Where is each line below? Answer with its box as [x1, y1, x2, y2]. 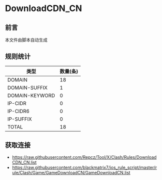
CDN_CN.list [12, 159, 37, 165]
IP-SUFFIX [7, 115, 32, 122]
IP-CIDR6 [7, 108, 30, 114]
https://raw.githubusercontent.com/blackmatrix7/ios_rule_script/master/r [12, 165, 157, 170]
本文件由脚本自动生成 [5, 37, 47, 42]
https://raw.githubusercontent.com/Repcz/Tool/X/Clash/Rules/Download [12, 154, 157, 160]
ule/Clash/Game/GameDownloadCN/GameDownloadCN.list [12, 169, 131, 175]
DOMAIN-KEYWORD [7, 92, 56, 99]
